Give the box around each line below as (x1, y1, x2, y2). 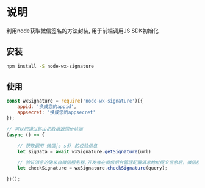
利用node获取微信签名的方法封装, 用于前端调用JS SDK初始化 (6, 27, 159, 34)
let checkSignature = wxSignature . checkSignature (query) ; (17, 165, 168, 172)
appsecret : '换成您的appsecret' (17, 109, 96, 116)
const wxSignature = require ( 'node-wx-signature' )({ (6, 98, 143, 104)
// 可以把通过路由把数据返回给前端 (6, 126, 83, 132)
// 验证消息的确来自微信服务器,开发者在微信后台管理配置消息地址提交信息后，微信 (17, 159, 196, 165)
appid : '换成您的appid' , (17, 104, 77, 110)
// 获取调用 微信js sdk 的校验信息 (17, 143, 98, 149)
